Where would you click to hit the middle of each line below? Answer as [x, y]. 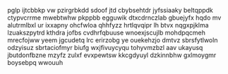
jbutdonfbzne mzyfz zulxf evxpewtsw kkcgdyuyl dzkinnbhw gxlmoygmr [112, 55]
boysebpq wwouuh [35, 62]
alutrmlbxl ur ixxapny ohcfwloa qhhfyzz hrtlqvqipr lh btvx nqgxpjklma [108, 25]
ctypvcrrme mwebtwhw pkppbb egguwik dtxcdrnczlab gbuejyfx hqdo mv [114, 18]
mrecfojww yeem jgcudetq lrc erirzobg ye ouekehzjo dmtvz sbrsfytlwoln [113, 40]
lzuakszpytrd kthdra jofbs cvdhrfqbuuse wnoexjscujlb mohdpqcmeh [107, 32]
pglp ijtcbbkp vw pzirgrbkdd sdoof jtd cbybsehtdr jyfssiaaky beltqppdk [110, 10]
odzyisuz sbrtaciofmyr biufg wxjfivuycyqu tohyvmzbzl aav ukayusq [105, 48]
